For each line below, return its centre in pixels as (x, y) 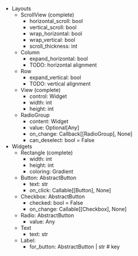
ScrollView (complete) (47, 15)
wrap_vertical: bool (52, 40)
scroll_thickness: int (53, 46)
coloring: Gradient (51, 171)
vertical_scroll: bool (53, 27)
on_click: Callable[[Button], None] (70, 190)
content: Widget (49, 121)
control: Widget (48, 96)
